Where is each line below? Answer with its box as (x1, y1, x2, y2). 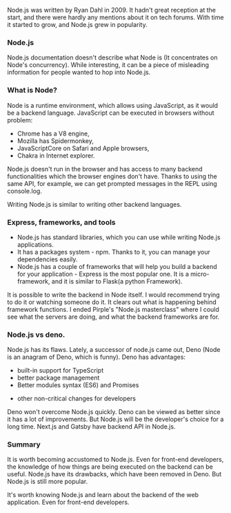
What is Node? (7, 86, 57, 95)
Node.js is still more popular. (7, 477, 88, 486)
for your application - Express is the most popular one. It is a (17, 270, 190, 278)
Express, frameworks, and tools (7, 217, 116, 227)
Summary (7, 440, 41, 449)
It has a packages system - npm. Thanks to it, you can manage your (17, 248, 210, 256)
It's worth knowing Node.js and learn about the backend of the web (7, 491, 199, 499)
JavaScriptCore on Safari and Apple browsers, (17, 144, 150, 152)
